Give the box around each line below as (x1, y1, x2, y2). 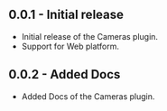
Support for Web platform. (21, 41, 119, 51)
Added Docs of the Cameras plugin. (21, 90, 155, 102)
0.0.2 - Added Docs (8, 67, 121, 82)
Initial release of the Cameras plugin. (21, 31, 159, 42)
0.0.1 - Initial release (8, 7, 124, 23)
